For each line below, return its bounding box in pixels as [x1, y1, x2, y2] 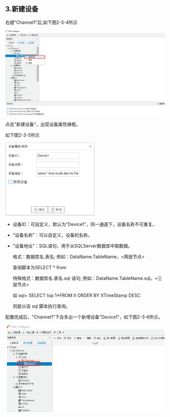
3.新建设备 [5, 5, 39, 14]
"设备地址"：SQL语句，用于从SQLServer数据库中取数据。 [12, 243, 133, 249]
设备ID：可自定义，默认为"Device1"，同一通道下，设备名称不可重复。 [12, 221, 157, 228]
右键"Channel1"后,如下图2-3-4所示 [5, 19, 78, 25]
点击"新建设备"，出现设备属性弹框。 [5, 121, 81, 127]
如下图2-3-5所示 [5, 132, 40, 138]
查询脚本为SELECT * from [12, 265, 67, 271]
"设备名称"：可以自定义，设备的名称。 [12, 232, 93, 238]
